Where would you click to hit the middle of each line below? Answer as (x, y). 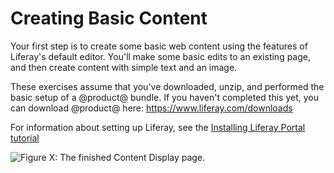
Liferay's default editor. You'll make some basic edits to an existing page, (161, 56)
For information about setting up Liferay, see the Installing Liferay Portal (158, 127)
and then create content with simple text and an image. (124, 67)
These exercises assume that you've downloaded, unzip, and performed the (167, 86)
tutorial (25, 138)
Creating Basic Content (109, 18)
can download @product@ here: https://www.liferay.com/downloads (151, 108)
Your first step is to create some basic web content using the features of (159, 46)
